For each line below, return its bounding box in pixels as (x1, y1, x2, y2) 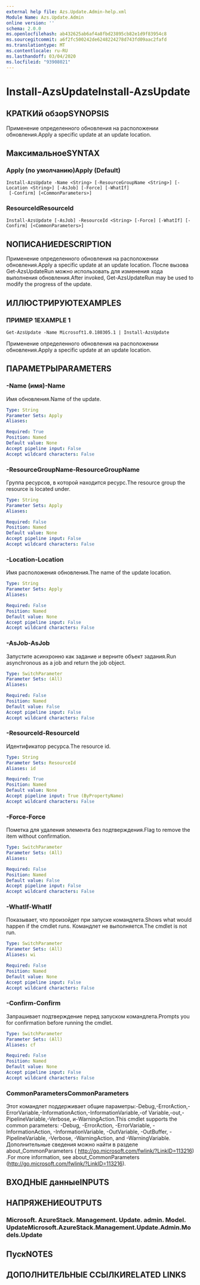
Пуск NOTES (6, 1249, 53, 1259)
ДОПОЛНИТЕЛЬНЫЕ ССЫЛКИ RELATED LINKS (6, 1269, 186, 1280)
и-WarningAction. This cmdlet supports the (72, 1115, 177, 1123)
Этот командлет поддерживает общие (6, 1103, 104, 1110)
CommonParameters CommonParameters (6, 1089, 130, 1097)
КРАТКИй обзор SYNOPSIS (6, 108, 109, 119)
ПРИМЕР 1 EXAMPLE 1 (6, 316, 71, 324)
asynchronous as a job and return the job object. (6, 659, 126, 666)
